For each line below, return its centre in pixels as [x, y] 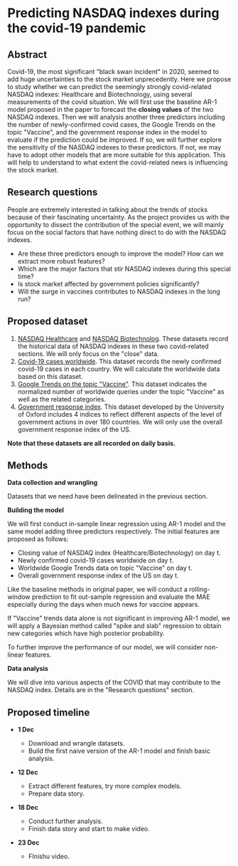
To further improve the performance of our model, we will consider [105, 647]
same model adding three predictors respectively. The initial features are [114, 531]
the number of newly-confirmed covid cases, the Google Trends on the [112, 125]
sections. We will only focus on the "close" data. [88, 353]
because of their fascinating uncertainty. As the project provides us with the [118, 217]
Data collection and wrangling [53, 483]
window [19, 597]
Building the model [36, 510]
